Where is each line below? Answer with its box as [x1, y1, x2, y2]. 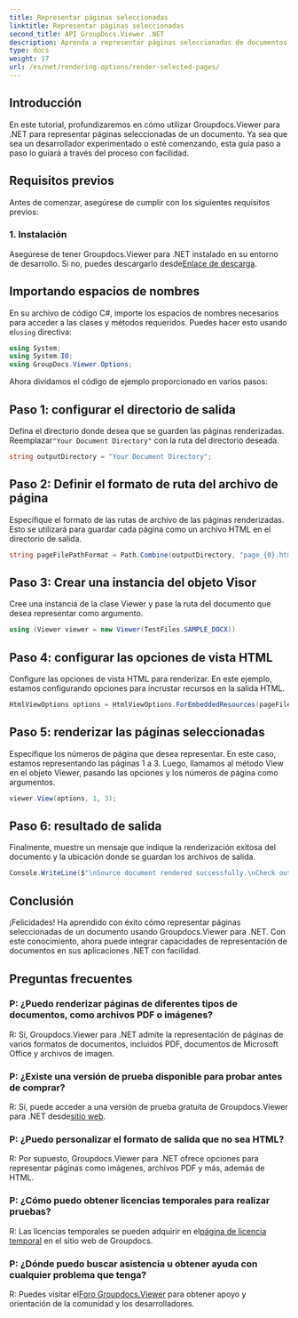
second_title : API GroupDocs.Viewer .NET [9, 29, 165, 38]
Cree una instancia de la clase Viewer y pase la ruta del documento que [9, 599, 271, 609]
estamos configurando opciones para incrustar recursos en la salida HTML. [9, 683, 286, 694]
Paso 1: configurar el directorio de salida [9, 402, 237, 417]
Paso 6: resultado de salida [9, 819, 162, 834]
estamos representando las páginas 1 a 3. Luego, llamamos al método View [9, 758, 284, 768]
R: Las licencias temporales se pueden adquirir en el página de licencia [9, 1226, 267, 1236]
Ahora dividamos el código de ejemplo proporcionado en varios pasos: [9, 376, 268, 387]
